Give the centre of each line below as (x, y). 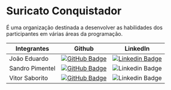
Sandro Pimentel (32, 68)
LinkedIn (137, 48)
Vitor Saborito (29, 77)
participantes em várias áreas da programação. (65, 33)
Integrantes (32, 48)
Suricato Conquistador (64, 11)
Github (84, 48)
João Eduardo (29, 58)
